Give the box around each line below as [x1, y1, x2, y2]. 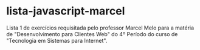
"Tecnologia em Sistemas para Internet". [6, 37, 108, 44]
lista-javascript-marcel [6, 4, 125, 18]
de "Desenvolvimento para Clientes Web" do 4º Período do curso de [6, 30, 178, 37]
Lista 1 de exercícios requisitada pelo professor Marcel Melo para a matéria [6, 24, 195, 31]
